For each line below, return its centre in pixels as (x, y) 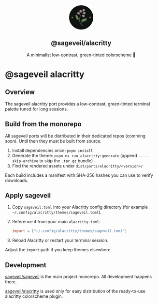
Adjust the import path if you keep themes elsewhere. (58, 250)
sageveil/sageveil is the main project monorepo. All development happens (79, 277)
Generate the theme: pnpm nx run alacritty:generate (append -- (77, 155)
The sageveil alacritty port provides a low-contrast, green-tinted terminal (78, 104)
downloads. (17, 180)
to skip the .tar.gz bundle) (66, 161)
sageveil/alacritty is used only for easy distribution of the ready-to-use (75, 291)
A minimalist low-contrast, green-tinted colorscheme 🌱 (81, 55)
